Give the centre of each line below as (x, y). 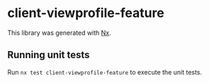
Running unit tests (49, 55)
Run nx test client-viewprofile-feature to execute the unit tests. (105, 72)
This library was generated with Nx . (59, 33)
